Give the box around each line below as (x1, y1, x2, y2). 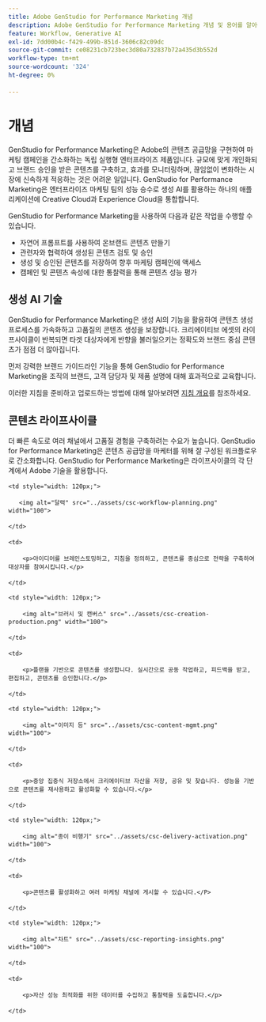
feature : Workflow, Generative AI (8, 29, 123, 37)
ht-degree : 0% (8, 71, 55, 79)
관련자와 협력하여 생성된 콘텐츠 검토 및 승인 (19, 248, 154, 257)
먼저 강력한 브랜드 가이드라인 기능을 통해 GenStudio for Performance (8, 361, 225, 371)
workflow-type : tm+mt (8, 55, 80, 62)
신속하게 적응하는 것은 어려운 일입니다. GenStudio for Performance (22, 174, 234, 184)
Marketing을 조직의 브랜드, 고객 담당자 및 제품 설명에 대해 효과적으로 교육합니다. (8, 372, 256, 381)
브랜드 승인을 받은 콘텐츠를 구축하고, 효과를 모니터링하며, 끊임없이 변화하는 (16, 165, 247, 174)
